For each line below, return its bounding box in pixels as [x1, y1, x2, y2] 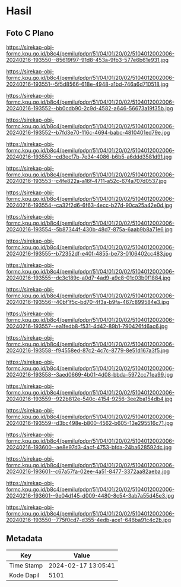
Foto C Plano [6, 28, 54, 38]
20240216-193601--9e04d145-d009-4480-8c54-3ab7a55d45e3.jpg [6, 492, 174, 499]
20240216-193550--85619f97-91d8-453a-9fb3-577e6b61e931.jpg [6, 57, 169, 63]
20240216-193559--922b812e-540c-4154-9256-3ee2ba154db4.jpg [6, 395, 173, 402]
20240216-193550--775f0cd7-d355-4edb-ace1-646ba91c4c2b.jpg [6, 517, 172, 523]
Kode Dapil [9, 571, 40, 579]
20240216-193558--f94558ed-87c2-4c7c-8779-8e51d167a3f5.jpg [6, 347, 169, 354]
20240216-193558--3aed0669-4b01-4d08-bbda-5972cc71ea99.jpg [6, 371, 173, 378]
